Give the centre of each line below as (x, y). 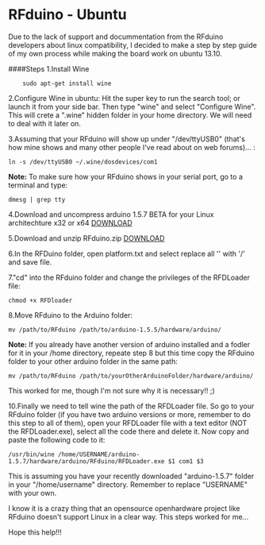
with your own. (33, 493)
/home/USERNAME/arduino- (99, 454)
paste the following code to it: (57, 439)
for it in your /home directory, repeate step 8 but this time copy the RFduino (132, 353)
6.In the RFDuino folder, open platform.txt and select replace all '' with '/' (127, 253)
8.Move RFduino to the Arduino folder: (71, 315)
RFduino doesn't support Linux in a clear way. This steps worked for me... (129, 516)
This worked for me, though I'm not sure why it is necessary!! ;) (112, 390)
